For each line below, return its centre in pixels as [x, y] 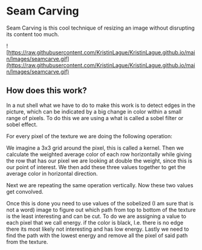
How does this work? [47, 91]
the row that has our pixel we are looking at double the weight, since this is [99, 161]
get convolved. [25, 191]
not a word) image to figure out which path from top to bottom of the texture [101, 210]
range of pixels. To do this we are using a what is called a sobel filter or [95, 118]
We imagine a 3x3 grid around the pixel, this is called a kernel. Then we [95, 148]
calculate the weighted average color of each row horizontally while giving [99, 154]
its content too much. [33, 34]
